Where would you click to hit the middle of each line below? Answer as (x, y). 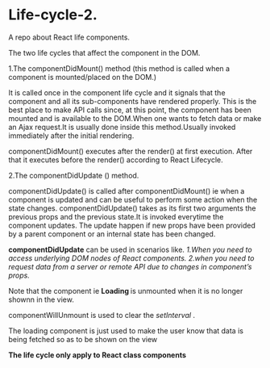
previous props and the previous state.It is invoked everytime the (116, 216)
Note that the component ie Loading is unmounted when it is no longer (126, 291)
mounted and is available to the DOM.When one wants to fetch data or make (135, 118)
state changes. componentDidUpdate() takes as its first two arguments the (132, 208)
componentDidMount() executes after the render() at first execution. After (131, 151)
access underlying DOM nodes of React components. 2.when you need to (131, 258)
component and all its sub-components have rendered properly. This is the (133, 101)
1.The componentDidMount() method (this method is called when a (119, 68)
